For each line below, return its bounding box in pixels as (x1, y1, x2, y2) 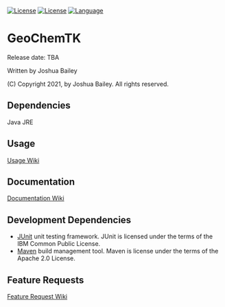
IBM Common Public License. (16, 240, 101, 248)
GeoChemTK (7, 31, 82, 46)
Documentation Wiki (7, 194, 64, 203)
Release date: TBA (7, 53, 60, 61)
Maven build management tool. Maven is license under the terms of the (16, 247, 219, 255)
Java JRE (7, 117, 34, 126)
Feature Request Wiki (7, 293, 68, 300)
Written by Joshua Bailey (7, 66, 78, 75)
